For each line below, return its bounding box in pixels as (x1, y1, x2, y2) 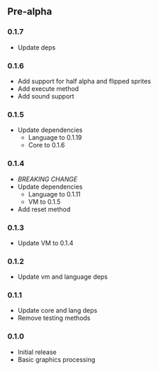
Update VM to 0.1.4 (17, 238, 74, 247)
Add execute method (17, 84, 79, 93)
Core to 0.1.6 (28, 141, 65, 150)
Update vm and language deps (17, 272, 108, 281)
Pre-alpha (7, 6, 52, 18)
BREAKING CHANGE (17, 175, 78, 183)
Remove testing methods (17, 314, 91, 322)
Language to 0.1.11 (28, 189, 81, 198)
